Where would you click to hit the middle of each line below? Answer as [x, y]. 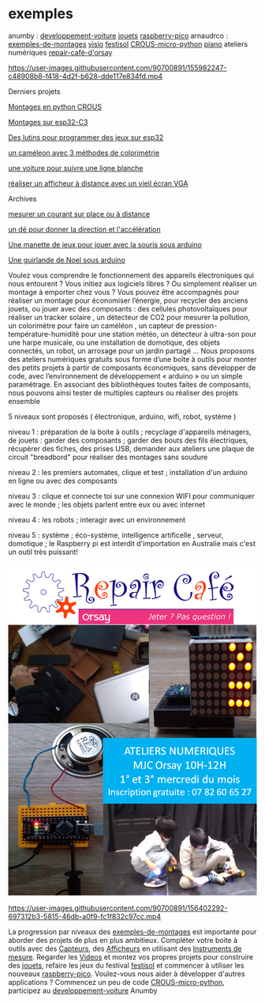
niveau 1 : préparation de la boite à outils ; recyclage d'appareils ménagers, [130, 432]
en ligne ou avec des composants [63, 481]
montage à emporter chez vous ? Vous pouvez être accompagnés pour [124, 292]
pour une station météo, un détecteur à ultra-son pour [169, 334]
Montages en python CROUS [55, 107]
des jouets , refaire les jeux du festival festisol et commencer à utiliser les [126, 965]
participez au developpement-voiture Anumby [83, 990]
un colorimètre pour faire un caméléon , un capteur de [96, 326]
